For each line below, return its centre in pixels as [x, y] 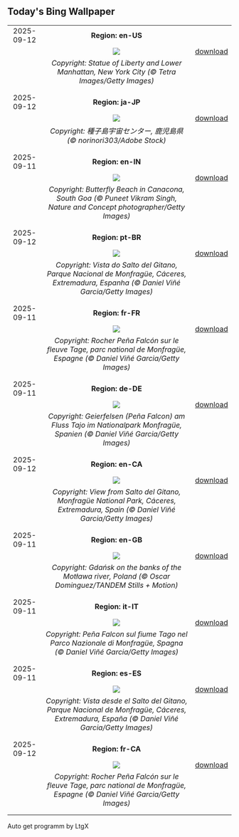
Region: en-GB [116, 539]
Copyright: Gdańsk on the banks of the [117, 567]
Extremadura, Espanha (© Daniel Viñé [117, 283]
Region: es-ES [117, 673]
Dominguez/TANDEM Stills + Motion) [117, 585]
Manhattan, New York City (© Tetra [116, 72]
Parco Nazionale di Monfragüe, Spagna [117, 643]
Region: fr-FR [117, 312]
